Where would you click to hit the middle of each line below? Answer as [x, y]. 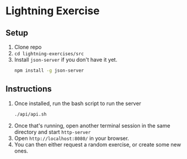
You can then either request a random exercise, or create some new [97, 144]
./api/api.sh [30, 114]
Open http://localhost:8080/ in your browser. [71, 138]
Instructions [29, 89]
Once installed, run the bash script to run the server [77, 103]
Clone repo [28, 47]
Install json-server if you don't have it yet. [66, 60]
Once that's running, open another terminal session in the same [92, 125]
